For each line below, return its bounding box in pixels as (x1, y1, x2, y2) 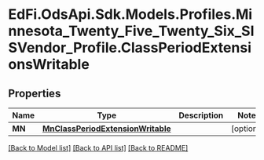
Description (178, 110, 224, 121)
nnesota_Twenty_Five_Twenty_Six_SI (8, 22, 255, 40)
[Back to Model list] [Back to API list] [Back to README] (8, 144, 189, 152)
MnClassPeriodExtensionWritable (42, 123, 171, 134)
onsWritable (8, 56, 90, 74)
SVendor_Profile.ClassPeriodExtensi (8, 39, 251, 56)
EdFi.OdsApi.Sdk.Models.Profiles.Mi (8, 5, 253, 24)
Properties (8, 86, 61, 100)
